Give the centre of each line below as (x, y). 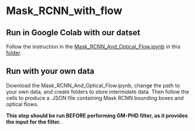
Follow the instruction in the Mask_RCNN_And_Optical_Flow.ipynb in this (93, 46)
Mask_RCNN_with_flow (64, 11)
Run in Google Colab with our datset (73, 33)
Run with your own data (50, 71)
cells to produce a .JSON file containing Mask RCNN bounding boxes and (95, 98)
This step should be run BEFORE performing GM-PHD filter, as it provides (97, 115)
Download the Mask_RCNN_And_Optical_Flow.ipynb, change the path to (93, 85)
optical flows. (22, 104)
